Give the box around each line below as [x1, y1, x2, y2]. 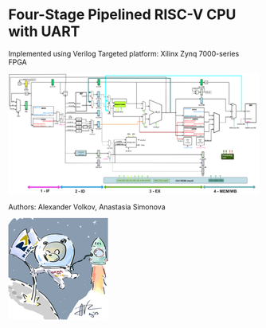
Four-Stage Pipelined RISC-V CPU [8, 6, 237, 24]
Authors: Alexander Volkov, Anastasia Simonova [8, 201, 166, 212]
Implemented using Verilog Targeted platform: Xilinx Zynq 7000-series [8, 49, 240, 58]
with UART [8, 22, 80, 41]
